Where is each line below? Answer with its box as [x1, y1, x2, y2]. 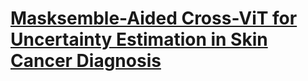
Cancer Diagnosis [10, 50, 162, 72]
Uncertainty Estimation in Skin [10, 28, 268, 51]
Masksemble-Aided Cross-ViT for [10, 7, 298, 30]
